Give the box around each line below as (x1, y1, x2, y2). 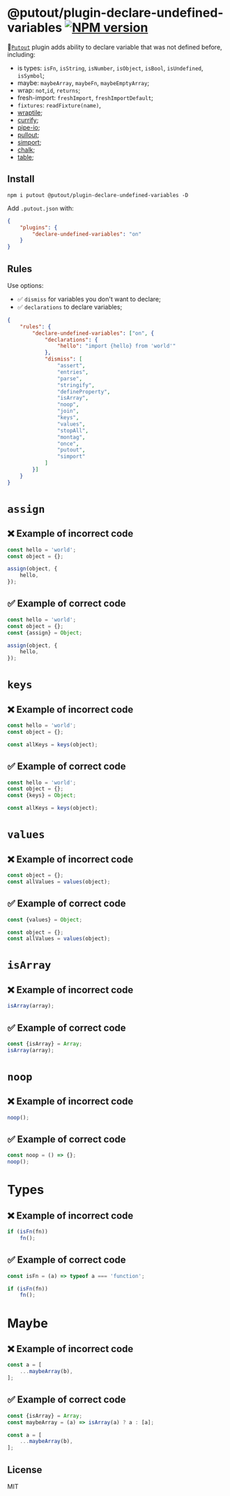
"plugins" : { (20, 224, 58, 231)
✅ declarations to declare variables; (17, 303, 123, 311)
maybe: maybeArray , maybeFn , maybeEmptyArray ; (17, 78, 150, 87)
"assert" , (56, 362, 86, 370)
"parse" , (56, 375, 82, 382)
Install (7, 173, 35, 185)
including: (7, 50, 36, 59)
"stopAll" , (56, 427, 89, 434)
